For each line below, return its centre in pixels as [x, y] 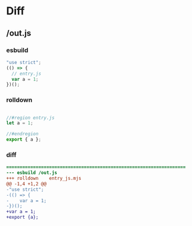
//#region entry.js [31, 118]
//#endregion [22, 134]
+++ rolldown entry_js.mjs [44, 178]
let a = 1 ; [20, 123]
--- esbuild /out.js [32, 173]
